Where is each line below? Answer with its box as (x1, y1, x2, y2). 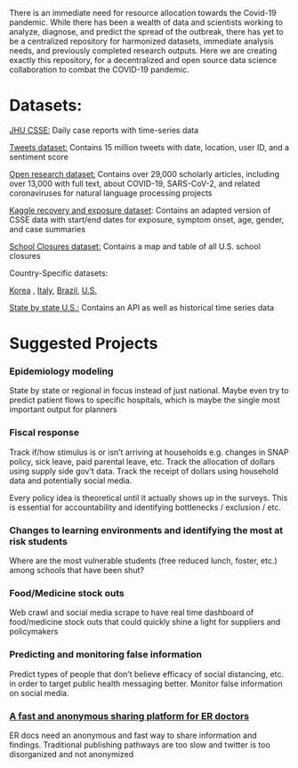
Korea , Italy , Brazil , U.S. (9, 285, 98, 295)
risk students (9, 535, 68, 547)
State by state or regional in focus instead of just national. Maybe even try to (9, 385, 289, 396)
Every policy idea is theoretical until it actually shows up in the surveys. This (9, 492, 288, 503)
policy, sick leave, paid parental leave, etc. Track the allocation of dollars (9, 456, 276, 466)
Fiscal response (9, 426, 80, 439)
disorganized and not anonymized (9, 748, 134, 759)
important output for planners (9, 404, 117, 415)
